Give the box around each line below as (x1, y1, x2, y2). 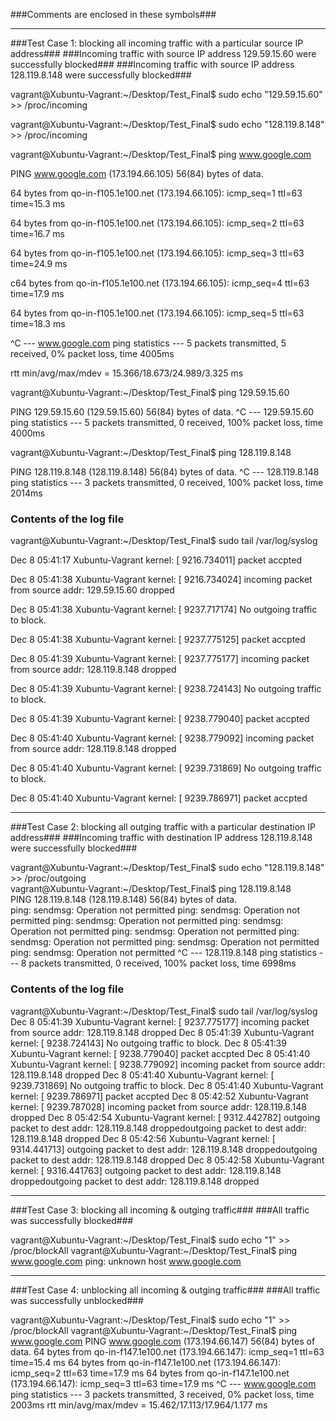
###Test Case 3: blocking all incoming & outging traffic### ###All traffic (10, 1204, 310, 1216)
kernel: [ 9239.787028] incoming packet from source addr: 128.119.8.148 (10, 1100, 307, 1113)
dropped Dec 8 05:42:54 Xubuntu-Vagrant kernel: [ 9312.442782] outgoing (10, 1111, 321, 1123)
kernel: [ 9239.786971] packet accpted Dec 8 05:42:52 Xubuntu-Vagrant (10, 1090, 309, 1102)
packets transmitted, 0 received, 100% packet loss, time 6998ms (28, 957, 297, 969)
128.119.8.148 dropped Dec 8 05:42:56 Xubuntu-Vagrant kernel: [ (10, 1132, 276, 1144)
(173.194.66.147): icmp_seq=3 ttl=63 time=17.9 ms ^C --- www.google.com (10, 1377, 317, 1389)
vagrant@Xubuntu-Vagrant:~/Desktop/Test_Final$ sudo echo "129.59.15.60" (10, 89, 323, 100)
